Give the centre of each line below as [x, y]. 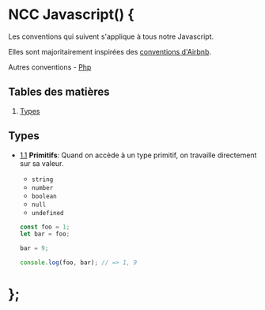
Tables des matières [59, 92]
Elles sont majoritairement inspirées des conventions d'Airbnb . [110, 51]
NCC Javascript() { [71, 15]
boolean [44, 196]
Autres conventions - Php [50, 67]
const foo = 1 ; [45, 227]
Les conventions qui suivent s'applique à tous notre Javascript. [111, 36]
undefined [48, 213]
